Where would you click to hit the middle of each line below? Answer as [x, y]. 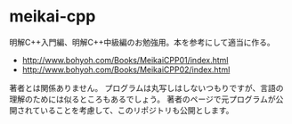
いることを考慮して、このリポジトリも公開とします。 [137, 110]
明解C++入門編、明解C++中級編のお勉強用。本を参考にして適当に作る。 [142, 42]
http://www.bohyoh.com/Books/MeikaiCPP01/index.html [125, 60]
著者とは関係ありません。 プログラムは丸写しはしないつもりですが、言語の [146, 87]
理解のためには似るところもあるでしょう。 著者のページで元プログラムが [142, 99]
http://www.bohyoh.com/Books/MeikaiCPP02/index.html [126, 70]
